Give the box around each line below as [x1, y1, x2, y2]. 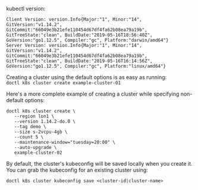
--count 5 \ [14, 134, 44, 140]
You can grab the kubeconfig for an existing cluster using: [6, 166, 149, 173]
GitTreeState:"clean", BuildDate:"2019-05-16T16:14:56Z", [6, 58, 153, 64]
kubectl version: [6, 5, 46, 12]
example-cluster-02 [14, 150, 62, 156]
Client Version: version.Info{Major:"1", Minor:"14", [6, 17, 143, 23]
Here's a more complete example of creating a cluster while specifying [6, 90, 180, 97]
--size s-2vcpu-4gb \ [14, 129, 68, 135]
